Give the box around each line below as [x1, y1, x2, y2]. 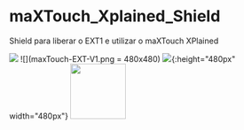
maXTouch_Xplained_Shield [9, 6, 221, 27]
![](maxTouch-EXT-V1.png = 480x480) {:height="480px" [20, 53, 236, 64]
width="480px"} [9, 111, 69, 121]
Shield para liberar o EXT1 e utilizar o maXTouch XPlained [9, 35, 219, 46]
